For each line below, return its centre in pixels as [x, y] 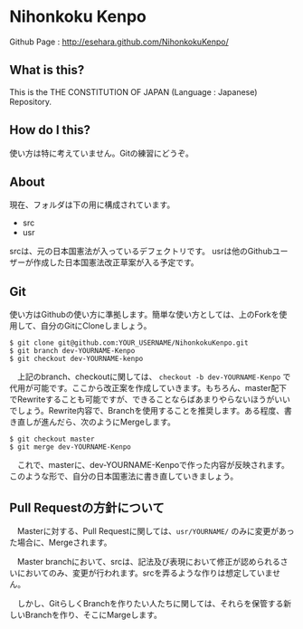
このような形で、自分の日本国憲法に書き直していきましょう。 [124, 476]
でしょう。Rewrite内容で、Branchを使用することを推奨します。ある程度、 [147, 411]
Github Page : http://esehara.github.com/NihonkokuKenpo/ [119, 42]
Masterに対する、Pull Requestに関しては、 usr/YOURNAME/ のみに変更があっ [156, 531]
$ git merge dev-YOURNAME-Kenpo [70, 447]
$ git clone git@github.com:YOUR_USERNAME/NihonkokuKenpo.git [129, 343]
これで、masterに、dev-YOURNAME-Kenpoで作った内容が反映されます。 [153, 465]
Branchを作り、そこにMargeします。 [94, 615]
